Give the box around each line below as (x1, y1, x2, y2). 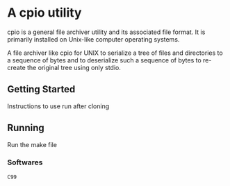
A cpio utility (7, 5, 82, 21)
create (7, 63, 26, 71)
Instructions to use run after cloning (7, 102, 110, 110)
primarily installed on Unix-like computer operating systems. (7, 35, 180, 43)
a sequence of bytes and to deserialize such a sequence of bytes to (7, 56, 202, 64)
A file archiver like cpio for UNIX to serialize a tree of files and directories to (7, 49, 224, 57)
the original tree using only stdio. (26, 63, 122, 71)
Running (7, 122, 45, 134)
